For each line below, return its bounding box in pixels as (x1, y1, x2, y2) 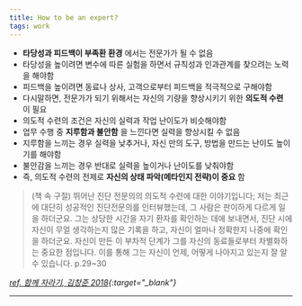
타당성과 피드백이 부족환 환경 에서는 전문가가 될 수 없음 (22, 47, 214, 58)
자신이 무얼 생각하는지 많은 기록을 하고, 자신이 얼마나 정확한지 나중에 (31, 224, 271, 235)
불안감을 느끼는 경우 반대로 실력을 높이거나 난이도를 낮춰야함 (22, 159, 235, 171)
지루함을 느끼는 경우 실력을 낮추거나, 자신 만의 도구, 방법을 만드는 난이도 (22, 137, 274, 148)
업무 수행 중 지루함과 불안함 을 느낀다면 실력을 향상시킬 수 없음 (22, 126, 241, 137)
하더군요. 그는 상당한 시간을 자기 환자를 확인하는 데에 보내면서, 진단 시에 (40, 212, 293, 223)
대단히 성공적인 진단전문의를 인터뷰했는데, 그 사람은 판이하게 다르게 (40, 202, 277, 212)
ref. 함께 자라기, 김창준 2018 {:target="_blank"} (9, 276, 177, 288)
